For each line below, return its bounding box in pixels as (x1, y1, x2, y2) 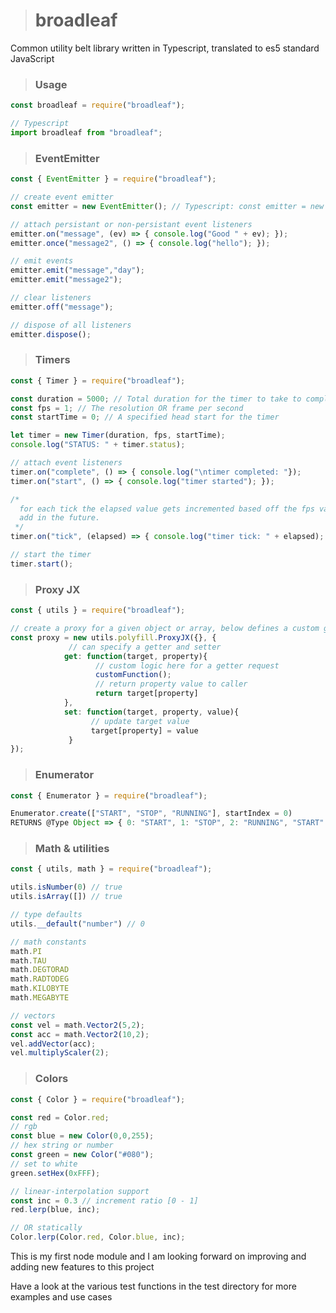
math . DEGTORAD (10, 965, 70, 975)
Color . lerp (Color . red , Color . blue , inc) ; (10, 1232, 186, 1243)
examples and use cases (10, 1291, 113, 1303)
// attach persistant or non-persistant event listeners (10, 219, 253, 229)
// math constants (10, 937, 87, 947)
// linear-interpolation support (10, 1186, 150, 1196)
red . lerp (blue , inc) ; (10, 1205, 101, 1215)
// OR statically (10, 1223, 83, 1233)
